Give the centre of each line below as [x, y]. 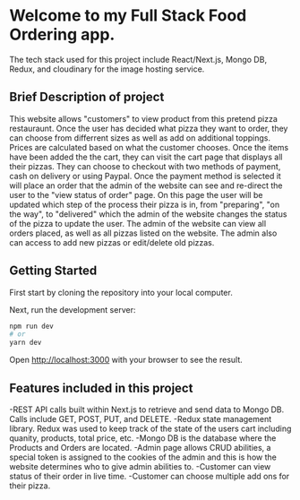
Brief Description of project [87, 97]
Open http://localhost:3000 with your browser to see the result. [126, 360]
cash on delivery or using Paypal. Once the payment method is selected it [146, 176]
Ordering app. [62, 34]
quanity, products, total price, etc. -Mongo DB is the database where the [143, 438]
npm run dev [31, 326]
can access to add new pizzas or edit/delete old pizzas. [112, 242]
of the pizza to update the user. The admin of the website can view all [138, 223]
